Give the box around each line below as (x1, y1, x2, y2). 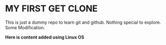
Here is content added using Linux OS (5, 34, 84, 40)
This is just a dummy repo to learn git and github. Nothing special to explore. (5, 19, 161, 25)
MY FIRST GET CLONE (5, 3, 98, 14)
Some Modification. (5, 24, 45, 30)
